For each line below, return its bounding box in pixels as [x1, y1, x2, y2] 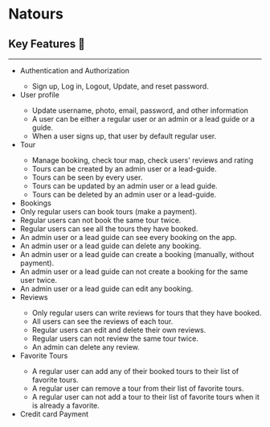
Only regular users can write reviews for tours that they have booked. [31, 308, 262, 317]
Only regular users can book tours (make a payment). [19, 207, 198, 216]
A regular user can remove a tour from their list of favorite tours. [31, 383, 244, 393]
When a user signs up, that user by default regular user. [31, 131, 217, 141]
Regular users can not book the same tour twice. [19, 215, 182, 225]
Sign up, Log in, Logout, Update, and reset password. [31, 81, 209, 91]
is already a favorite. [31, 400, 100, 410]
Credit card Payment [19, 409, 88, 419]
